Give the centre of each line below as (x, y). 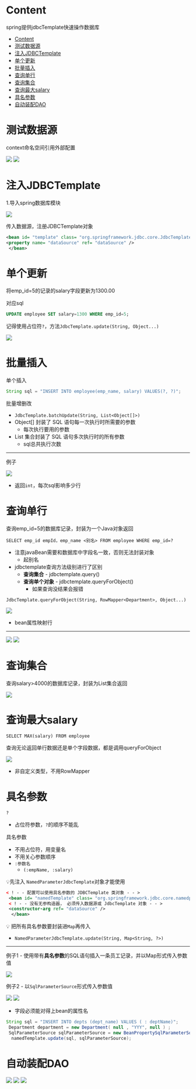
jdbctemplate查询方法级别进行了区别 (58, 567)
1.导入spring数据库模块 (34, 203)
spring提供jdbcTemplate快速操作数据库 (53, 27)
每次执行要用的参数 (46, 429)
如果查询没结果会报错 (57, 589)
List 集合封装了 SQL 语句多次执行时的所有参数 (69, 437)
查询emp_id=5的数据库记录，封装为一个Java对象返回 (70, 528)
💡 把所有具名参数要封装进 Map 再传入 (48, 926)
